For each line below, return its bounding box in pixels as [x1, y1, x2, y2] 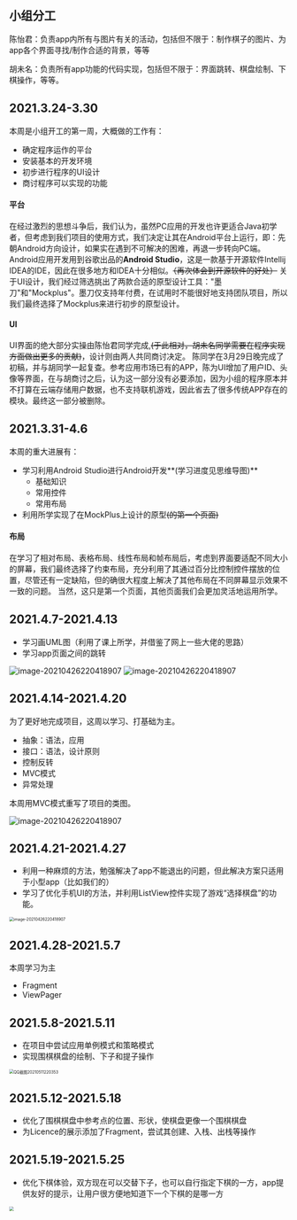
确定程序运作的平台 [21, 144, 93, 155]
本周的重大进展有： [9, 446, 80, 456]
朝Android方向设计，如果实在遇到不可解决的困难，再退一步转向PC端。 [9, 243, 266, 253]
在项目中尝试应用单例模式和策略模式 [21, 1040, 155, 1051]
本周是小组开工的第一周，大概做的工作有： [9, 125, 164, 136]
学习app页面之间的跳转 [21, 648, 106, 658]
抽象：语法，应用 [21, 734, 85, 745]
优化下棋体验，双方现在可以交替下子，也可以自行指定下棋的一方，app [21, 1177, 277, 1187]
